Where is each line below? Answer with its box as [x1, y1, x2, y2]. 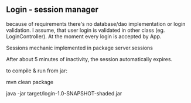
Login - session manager [6, 5, 98, 15]
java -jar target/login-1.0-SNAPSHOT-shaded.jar [6, 89, 122, 97]
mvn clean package [6, 78, 54, 85]
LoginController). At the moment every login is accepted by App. [6, 32, 162, 40]
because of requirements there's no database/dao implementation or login [6, 20, 186, 27]
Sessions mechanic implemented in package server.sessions [6, 44, 154, 51]
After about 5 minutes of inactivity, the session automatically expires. [6, 55, 173, 62]
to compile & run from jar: [6, 67, 67, 74]
